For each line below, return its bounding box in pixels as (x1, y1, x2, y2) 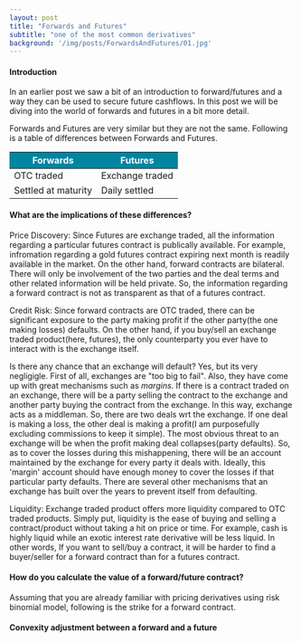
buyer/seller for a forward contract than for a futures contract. (9, 551, 240, 562)
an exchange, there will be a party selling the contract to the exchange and (9, 390, 288, 401)
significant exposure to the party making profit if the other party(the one (9, 314, 278, 326)
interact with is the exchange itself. (9, 343, 139, 354)
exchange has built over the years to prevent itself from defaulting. (9, 486, 258, 496)
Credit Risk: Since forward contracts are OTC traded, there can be (9, 305, 255, 316)
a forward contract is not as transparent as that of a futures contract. (9, 287, 266, 298)
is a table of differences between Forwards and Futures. (9, 133, 219, 144)
